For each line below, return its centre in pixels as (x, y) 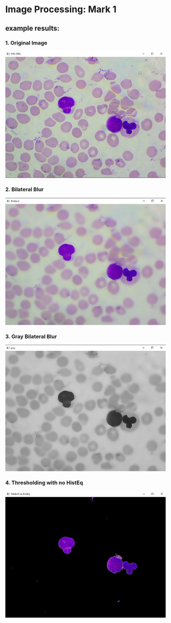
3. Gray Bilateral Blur (31, 337)
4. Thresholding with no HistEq (44, 483)
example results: (32, 28)
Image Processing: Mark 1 (61, 9)
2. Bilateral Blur (25, 189)
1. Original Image (26, 43)
